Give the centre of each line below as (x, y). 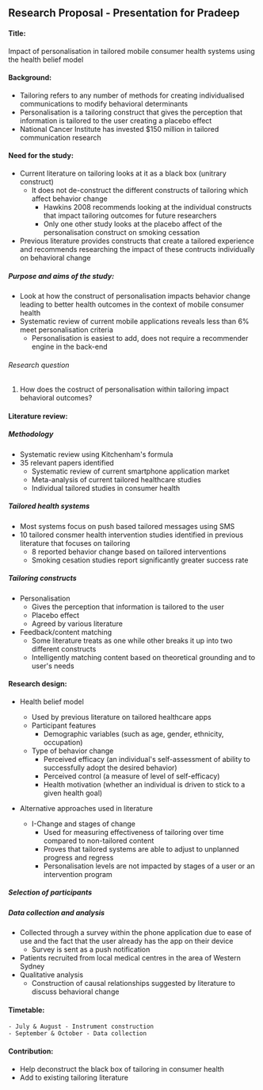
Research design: (38, 684)
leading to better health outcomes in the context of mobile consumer (131, 304)
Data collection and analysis (57, 912)
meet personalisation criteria (66, 330)
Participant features (64, 725)
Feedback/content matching (66, 632)
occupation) (63, 742)
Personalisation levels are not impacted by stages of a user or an (149, 866)
